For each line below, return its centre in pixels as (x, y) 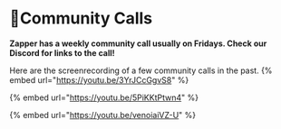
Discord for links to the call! (62, 52)
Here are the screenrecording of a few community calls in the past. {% (141, 70)
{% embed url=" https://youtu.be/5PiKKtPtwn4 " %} (104, 97)
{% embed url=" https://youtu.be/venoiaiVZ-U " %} (103, 115)
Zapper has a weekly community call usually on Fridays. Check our (138, 43)
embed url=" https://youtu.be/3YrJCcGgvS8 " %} (99, 79)
